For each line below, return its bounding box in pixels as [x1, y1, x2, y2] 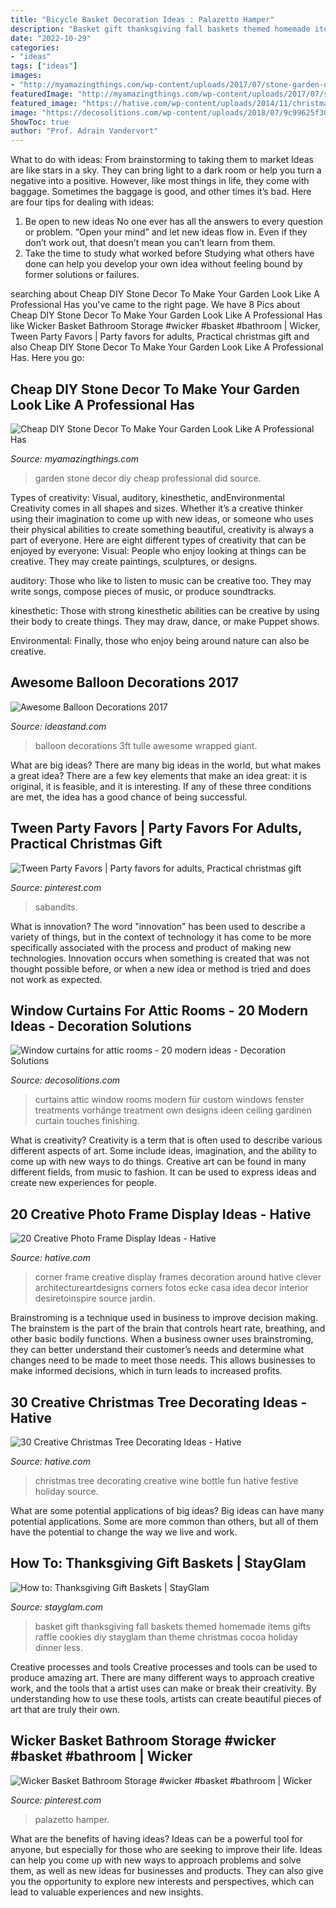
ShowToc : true [10, 117, 70, 127]
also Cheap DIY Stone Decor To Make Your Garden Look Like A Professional [10, 341, 324, 353]
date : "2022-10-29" [10, 33, 92, 43]
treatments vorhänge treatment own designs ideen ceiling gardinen [34, 1104, 313, 1116]
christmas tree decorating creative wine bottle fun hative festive [34, 1475, 299, 1486]
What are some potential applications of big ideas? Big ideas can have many [10, 1505, 325, 1516]
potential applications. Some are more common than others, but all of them [10, 1516, 319, 1527]
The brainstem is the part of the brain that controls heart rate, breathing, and [10, 1322, 326, 1335]
